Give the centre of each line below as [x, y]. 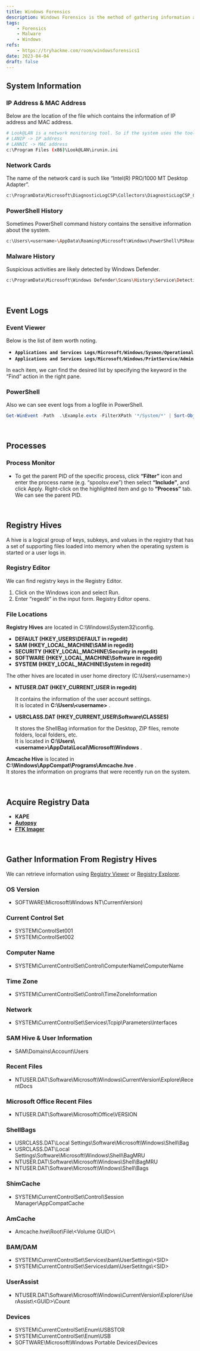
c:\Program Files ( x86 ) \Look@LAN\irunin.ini [62, 150]
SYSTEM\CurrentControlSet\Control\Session [69, 1197]
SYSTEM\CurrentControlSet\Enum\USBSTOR [70, 1329]
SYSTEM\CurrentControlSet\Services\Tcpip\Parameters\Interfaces [96, 1023]
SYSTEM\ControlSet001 [44, 931]
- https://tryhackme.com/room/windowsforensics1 [78, 51]
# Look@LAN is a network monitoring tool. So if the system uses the [94, 133]
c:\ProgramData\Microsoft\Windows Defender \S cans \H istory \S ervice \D [93, 280]
